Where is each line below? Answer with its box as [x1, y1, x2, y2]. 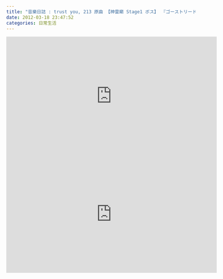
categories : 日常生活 [6, 20, 57, 26]
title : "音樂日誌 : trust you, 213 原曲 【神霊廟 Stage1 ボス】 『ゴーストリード [6, 8, 197, 15]
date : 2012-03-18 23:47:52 [6, 14, 74, 20]
